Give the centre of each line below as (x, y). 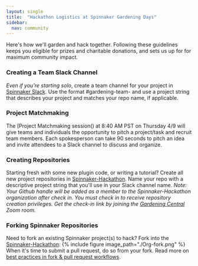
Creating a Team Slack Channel (52, 72)
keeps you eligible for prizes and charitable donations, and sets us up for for (99, 51)
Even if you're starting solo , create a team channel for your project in (90, 85)
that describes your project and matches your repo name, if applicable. (92, 98)
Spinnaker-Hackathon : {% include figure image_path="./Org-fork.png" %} (96, 244)
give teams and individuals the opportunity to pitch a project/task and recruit (99, 132)
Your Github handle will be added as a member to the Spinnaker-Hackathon (99, 191)
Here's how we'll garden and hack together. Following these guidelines (92, 45)
